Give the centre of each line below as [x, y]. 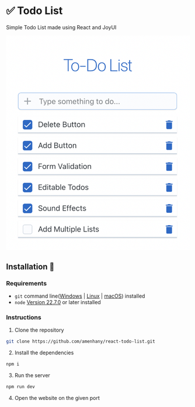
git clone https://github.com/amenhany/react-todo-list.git [81, 342]
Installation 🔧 [30, 266]
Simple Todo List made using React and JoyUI [61, 27]
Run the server [32, 375]
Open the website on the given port [57, 398]
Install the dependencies [44, 353]
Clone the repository [39, 330]
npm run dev [20, 387]
